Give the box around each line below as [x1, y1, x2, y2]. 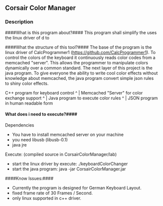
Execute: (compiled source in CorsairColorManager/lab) [5, 151, 117, 157]
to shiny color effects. [5, 80, 49, 86]
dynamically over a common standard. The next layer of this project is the [5, 65, 153, 71]
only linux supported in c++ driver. [12, 195, 82, 201]
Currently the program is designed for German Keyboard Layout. [12, 185, 142, 190]
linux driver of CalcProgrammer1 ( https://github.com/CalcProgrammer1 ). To [5, 49, 156, 55]
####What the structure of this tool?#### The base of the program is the [5, 44, 152, 50]
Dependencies [5, 122, 35, 128]
